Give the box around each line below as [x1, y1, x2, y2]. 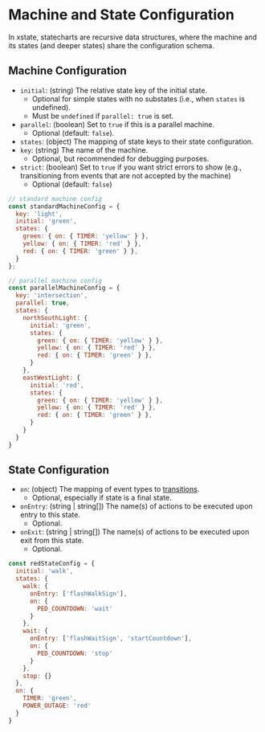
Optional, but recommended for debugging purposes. [31, 153, 210, 163]
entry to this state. [19, 510, 80, 520]
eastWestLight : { [22, 374, 81, 382]
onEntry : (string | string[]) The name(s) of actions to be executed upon [19, 501, 253, 511]
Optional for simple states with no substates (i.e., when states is [31, 94, 245, 104]
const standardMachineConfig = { [8, 202, 120, 211]
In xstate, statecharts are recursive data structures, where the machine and [8, 32, 257, 42]
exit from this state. [19, 536, 84, 546]
